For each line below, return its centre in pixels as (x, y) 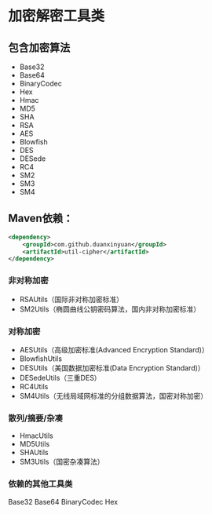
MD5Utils (35, 444)
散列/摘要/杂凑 (35, 418)
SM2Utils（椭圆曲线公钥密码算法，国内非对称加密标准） (110, 309)
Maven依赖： (41, 219)
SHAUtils (34, 453)
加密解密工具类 (57, 16)
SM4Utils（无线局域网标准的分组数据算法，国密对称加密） (113, 396)
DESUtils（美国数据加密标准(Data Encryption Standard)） (112, 368)
